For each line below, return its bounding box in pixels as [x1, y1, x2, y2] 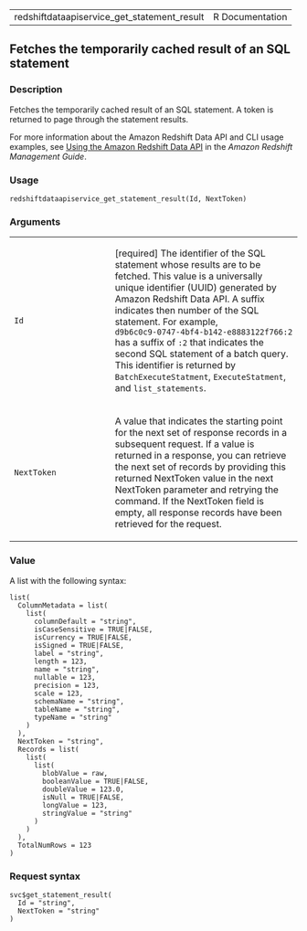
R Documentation [213, 11, 288, 23]
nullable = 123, [33, 672, 96, 682]
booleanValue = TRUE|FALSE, [42, 777, 149, 786]
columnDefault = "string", [33, 617, 137, 626]
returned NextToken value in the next [114, 472, 274, 485]
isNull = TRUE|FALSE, [42, 792, 125, 802]
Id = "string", [17, 898, 76, 907]
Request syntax [9, 870, 80, 883]
